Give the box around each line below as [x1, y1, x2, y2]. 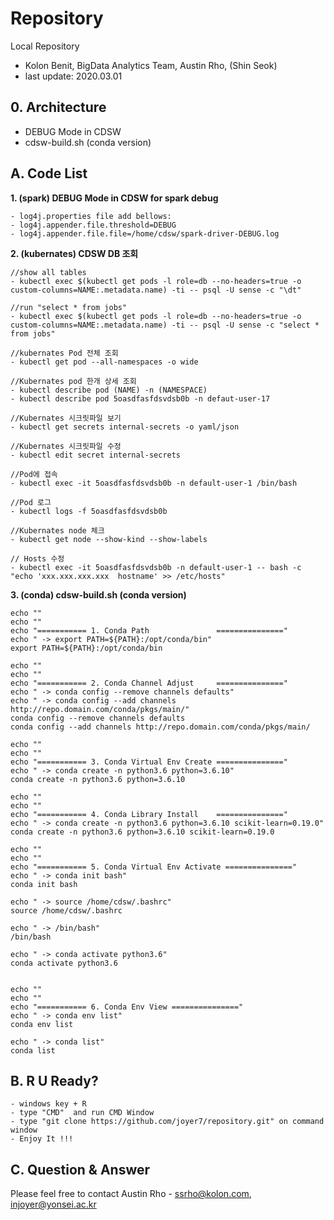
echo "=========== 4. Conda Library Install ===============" [10, 809, 288, 819]
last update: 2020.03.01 [24, 70, 123, 82]
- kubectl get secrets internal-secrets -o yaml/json [10, 422, 240, 432]
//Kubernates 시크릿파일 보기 [10, 413, 122, 423]
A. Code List [10, 165, 88, 182]
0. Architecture [10, 99, 107, 116]
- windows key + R [10, 1099, 87, 1109]
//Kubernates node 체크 [10, 525, 105, 536]
